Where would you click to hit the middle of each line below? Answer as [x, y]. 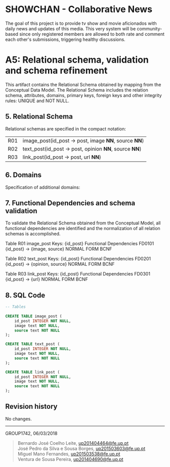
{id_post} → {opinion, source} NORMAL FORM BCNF [60, 264]
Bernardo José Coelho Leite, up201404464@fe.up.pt [73, 443]
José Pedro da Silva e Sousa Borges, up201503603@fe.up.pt [81, 448]
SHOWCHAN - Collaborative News [79, 9]
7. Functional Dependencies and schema [70, 203]
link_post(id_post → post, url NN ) [62, 157]
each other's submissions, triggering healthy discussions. [65, 39]
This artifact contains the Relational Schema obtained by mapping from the [83, 84]
